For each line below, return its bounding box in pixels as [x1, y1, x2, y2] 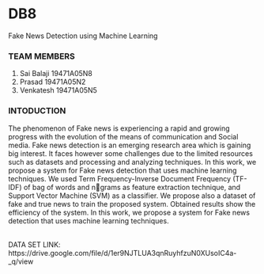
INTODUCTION [8, 105, 66, 116]
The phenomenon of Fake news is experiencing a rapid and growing [8, 124, 230, 133]
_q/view [8, 257, 34, 266]
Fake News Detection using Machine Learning [8, 31, 158, 40]
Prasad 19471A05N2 [19, 77, 86, 87]
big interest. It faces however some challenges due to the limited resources [8, 148, 253, 158]
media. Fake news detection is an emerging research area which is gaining [8, 140, 251, 150]
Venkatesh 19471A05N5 [19, 86, 97, 95]
